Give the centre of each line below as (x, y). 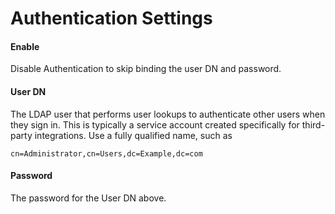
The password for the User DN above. (88, 198)
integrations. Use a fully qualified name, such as (133, 135)
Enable (25, 46)
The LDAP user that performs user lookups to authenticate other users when (168, 114)
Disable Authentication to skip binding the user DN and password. (146, 69)
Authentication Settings (111, 18)
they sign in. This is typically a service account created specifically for (155, 124)
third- (313, 124)
